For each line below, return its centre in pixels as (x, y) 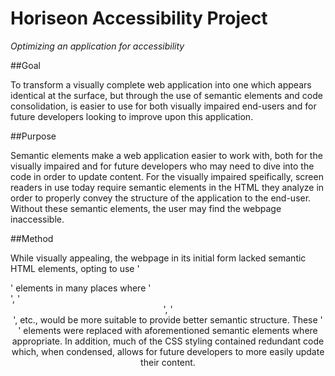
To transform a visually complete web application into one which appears (161, 84)
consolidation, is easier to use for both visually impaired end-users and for (163, 106)
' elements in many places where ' (81, 288)
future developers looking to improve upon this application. (132, 116)
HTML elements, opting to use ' (75, 268)
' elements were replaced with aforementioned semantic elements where (168, 330)
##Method (32, 238)
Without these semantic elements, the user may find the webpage (146, 208)
